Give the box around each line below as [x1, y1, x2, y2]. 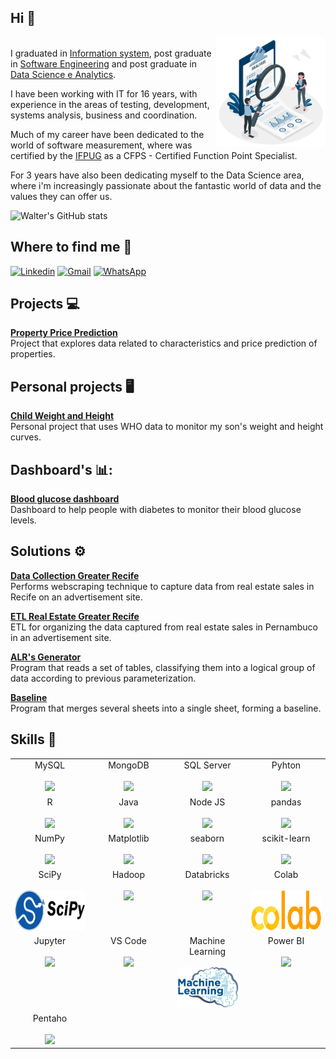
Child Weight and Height [10, 410, 115, 422]
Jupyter [33, 935, 67, 947]
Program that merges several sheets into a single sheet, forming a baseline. [10, 702, 322, 714]
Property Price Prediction [10, 327, 118, 339]
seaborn [189, 832, 225, 844]
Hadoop [111, 869, 146, 881]
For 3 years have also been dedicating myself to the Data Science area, [10, 169, 305, 181]
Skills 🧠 [10, 731, 57, 748]
